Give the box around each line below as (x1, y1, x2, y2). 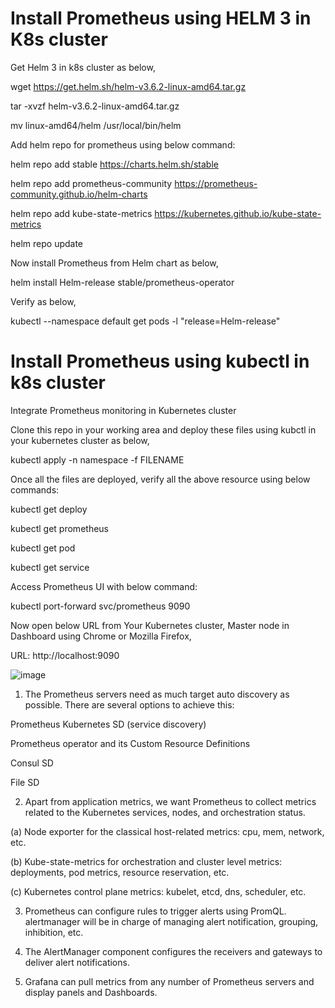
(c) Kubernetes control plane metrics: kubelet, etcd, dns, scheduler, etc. (10, 885, 307, 897)
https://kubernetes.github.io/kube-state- (154, 207, 322, 219)
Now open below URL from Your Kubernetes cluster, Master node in (10, 619, 290, 631)
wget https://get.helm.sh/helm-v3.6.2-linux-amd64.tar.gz (10, 80, 247, 92)
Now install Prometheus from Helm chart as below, (10, 257, 219, 269)
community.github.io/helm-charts (10, 188, 148, 200)
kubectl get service (10, 561, 90, 573)
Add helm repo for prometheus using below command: (10, 138, 236, 151)
